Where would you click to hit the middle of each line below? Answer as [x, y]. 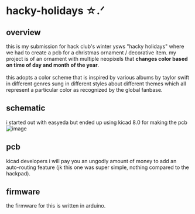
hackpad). [18, 173]
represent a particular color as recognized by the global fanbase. [84, 90]
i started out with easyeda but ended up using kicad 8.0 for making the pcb [97, 122]
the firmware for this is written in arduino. [56, 206]
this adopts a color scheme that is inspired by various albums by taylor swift [97, 77]
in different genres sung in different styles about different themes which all [96, 84]
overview [23, 32]
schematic [26, 108]
